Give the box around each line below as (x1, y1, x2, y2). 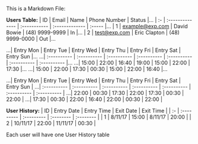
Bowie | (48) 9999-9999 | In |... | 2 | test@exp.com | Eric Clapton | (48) (6, 29, 180, 36)
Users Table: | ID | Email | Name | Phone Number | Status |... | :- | (6, 17, 166, 23)
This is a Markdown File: (6, 5, 66, 12)
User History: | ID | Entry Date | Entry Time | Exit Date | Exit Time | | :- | (6, 107, 180, 114)
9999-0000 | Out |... (6, 35, 56, 42)
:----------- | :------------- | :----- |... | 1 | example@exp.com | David (20, 23, 188, 30)
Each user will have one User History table (6, 131, 110, 138)
